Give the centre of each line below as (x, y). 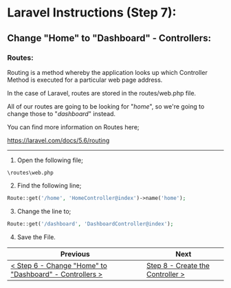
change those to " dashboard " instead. (61, 113)
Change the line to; (44, 211)
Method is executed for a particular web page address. (85, 80)
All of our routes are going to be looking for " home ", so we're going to (106, 106)
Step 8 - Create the (178, 265)
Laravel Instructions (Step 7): (92, 13)
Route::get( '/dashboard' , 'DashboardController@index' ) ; (90, 224)
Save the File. (36, 237)
